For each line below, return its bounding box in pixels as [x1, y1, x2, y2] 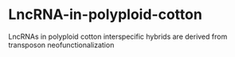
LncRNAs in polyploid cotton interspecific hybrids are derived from [8, 32, 228, 41]
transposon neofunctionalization [8, 40, 115, 49]
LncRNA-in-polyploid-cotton [8, 6, 203, 24]
